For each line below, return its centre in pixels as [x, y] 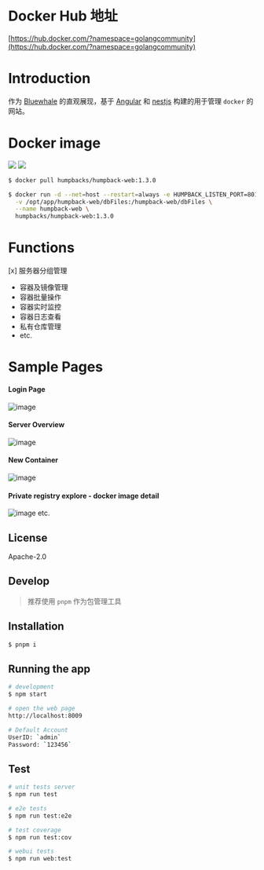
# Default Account [38, 730]
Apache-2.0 [27, 556]
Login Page [27, 389]
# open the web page [42, 708]
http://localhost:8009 [45, 715]
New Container [33, 460]
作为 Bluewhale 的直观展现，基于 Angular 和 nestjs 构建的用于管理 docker [126, 101]
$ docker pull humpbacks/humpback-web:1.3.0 [82, 180]
